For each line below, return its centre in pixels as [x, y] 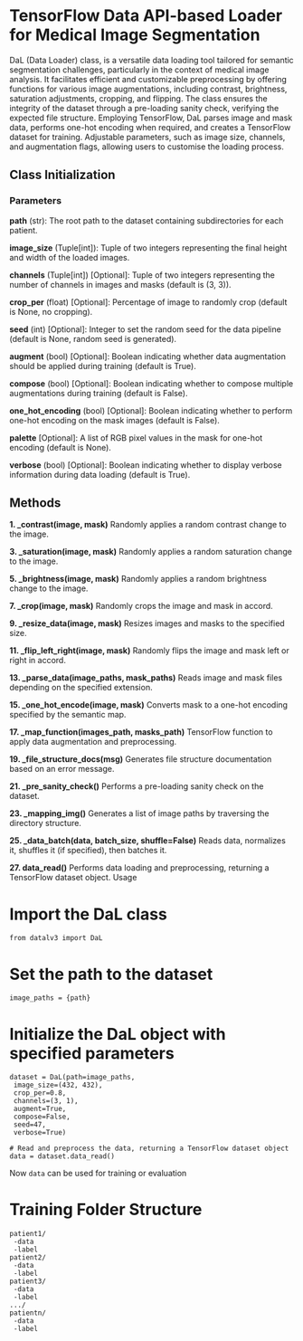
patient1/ [28, 1234]
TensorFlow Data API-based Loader [146, 16]
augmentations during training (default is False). [99, 393]
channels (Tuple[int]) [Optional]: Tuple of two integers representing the [142, 275]
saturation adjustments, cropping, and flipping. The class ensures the [139, 98]
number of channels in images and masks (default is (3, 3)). [121, 284]
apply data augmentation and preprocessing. [93, 742]
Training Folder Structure [106, 1210]
